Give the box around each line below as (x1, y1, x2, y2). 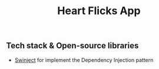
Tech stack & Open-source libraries (6, 41, 139, 51)
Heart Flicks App (57, 4, 141, 18)
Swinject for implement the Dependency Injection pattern (14, 56, 154, 63)
